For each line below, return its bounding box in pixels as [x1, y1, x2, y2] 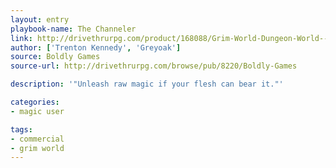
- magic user [10, 106, 65, 116]
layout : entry [10, 14, 70, 25]
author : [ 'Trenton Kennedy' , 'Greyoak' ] [10, 42, 182, 53]
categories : [10, 97, 60, 107]
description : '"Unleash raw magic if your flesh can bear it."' [10, 79, 284, 90]
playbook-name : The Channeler [10, 24, 137, 34]
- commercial [10, 134, 65, 144]
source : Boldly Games [10, 52, 101, 62]
